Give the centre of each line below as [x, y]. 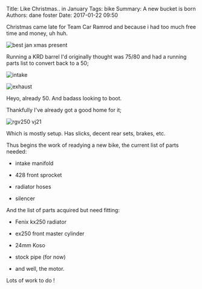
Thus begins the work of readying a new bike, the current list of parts [93, 145]
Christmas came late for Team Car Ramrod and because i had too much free [101, 27]
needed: [17, 151]
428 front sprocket [38, 175]
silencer [25, 198]
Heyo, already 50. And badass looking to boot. [64, 98]
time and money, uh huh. [37, 33]
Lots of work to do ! [31, 280]
